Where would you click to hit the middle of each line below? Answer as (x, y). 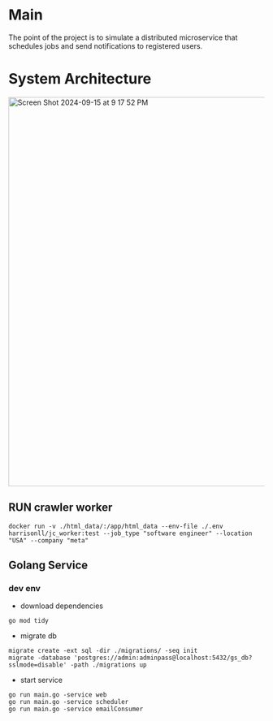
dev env (24, 588)
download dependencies (62, 606)
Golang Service (48, 566)
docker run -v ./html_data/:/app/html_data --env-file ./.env (116, 526)
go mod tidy (28, 621)
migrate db (38, 636)
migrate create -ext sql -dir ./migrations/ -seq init (103, 651)
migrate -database (39, 658)
